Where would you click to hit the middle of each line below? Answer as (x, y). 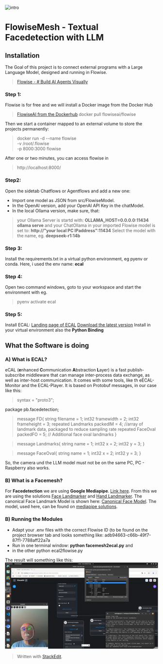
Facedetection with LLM (55, 38)
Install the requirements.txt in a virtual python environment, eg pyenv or (76, 258)
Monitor (13, 386)
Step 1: (13, 94)
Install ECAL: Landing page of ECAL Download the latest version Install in (78, 325)
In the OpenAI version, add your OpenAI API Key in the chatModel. (78, 205)
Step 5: (14, 314)
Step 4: (14, 277)
